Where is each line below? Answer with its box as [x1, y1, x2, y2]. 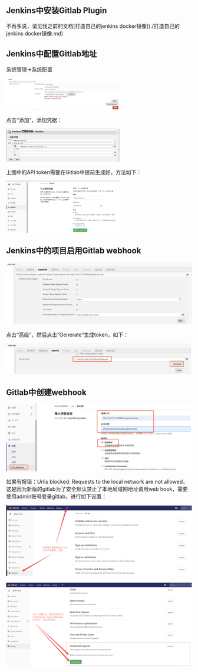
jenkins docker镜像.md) [6, 30, 64, 37]
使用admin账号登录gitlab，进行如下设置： [6, 493, 107, 500]
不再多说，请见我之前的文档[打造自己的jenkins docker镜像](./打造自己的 [6, 22, 180, 30]
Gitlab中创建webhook [6, 387, 87, 397]
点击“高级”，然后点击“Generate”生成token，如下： [6, 331, 128, 339]
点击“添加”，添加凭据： [6, 117, 63, 124]
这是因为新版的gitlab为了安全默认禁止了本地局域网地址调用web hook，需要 [6, 485, 189, 493]
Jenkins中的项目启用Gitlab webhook [6, 246, 141, 256]
